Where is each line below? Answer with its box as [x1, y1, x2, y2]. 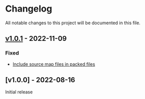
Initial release [5, 89, 33, 95]
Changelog [5, 3, 52, 15]
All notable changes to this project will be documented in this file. [5, 20, 141, 26]
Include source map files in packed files [12, 61, 96, 67]
